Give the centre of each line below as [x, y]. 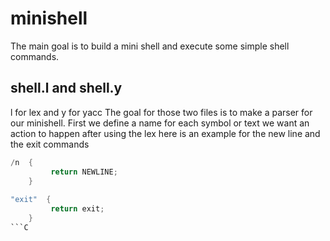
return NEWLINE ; [84, 172]
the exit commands [50, 144]
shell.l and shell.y [66, 88]
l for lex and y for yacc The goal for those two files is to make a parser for [161, 112]
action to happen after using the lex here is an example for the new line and [165, 133]
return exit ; [77, 209]
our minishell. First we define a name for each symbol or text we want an [160, 123]
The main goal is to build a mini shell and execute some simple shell [150, 46]
